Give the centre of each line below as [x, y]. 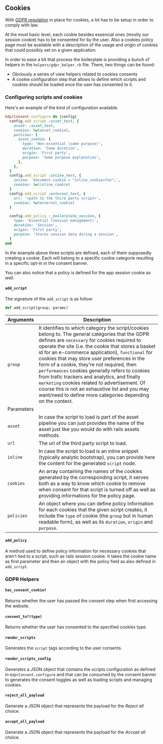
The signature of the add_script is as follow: [49, 299]
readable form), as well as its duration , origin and [96, 522]
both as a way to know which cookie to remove [92, 483]
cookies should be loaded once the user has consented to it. [73, 84]
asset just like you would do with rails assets [89, 429]
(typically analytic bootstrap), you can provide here [97, 457]
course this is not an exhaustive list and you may [94, 389]
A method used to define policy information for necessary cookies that [76, 551]
